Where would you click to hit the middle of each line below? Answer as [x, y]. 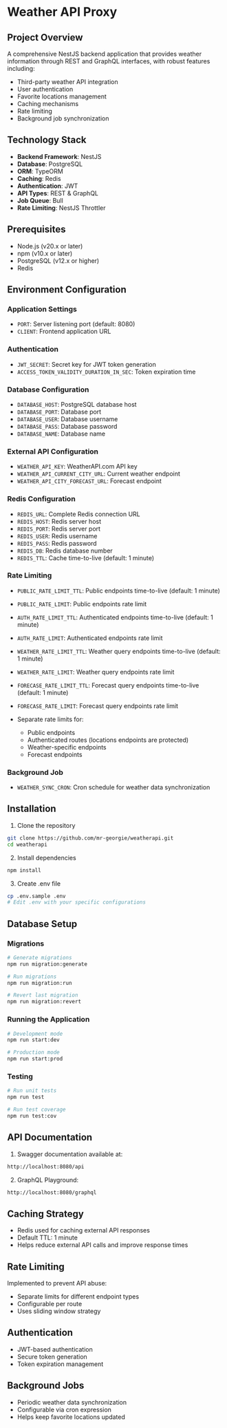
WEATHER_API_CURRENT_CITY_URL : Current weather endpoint [99, 474]
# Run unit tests [32, 1091]
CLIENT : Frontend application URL [64, 332]
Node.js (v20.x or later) [50, 246]
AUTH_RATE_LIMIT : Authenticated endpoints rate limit [90, 638]
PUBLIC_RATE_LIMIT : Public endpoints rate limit [82, 604]
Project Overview [45, 38]
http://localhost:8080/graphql [52, 1192]
